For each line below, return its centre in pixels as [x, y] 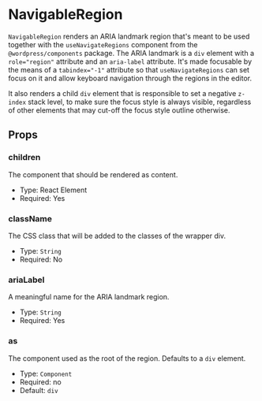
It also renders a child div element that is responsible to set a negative [122, 93]
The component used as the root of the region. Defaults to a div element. [127, 358]
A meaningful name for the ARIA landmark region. [89, 297]
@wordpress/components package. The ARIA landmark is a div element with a [131, 53]
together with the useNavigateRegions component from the [103, 44]
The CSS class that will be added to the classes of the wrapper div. [117, 236]
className [30, 218]
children [24, 158]
